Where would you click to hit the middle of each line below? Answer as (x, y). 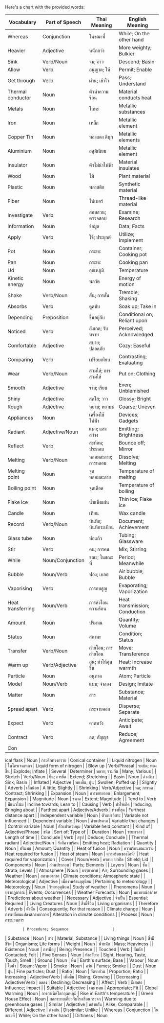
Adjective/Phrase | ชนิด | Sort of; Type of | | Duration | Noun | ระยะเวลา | (75, 832)
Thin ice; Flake (135, 499)
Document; (131, 521)
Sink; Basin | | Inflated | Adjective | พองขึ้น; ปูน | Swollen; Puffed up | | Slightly (81, 782)
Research (130, 218)
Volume (127, 626)
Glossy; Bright (135, 399)
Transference (134, 654)
